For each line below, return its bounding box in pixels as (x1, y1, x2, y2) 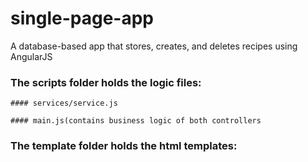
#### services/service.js (10, 98, 118, 109)
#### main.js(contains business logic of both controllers (10, 116, 262, 126)
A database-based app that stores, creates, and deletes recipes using (10, 40, 298, 52)
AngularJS (10, 50, 53, 62)
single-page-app (10, 7, 154, 30)
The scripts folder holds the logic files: (10, 75, 202, 89)
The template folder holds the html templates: (10, 139, 238, 153)
